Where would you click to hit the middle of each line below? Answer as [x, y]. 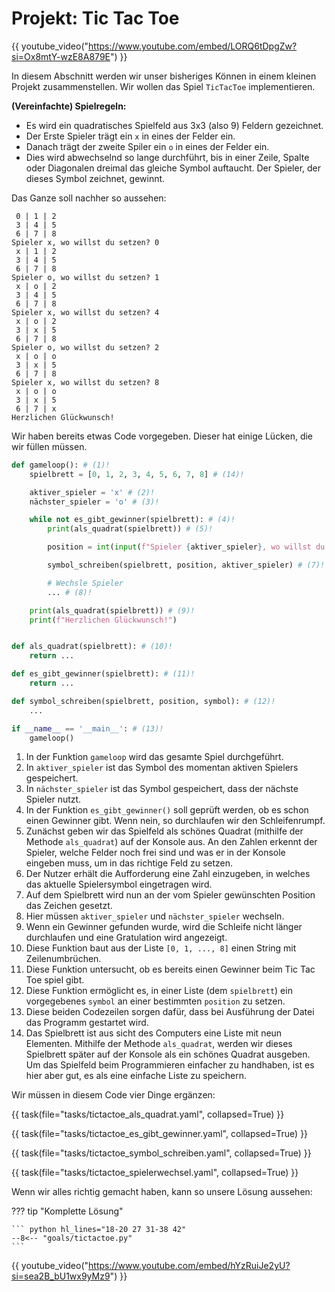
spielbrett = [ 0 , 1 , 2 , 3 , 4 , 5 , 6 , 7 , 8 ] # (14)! [137, 474]
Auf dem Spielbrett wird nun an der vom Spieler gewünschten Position [170, 895]
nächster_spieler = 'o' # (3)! [94, 502]
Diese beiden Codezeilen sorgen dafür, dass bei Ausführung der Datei [170, 1012]
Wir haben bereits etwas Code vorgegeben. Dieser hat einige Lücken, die [162, 436]
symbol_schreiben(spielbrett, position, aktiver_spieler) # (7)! [186, 565]
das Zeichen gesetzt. [69, 906]
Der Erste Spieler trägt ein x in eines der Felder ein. [130, 136]
